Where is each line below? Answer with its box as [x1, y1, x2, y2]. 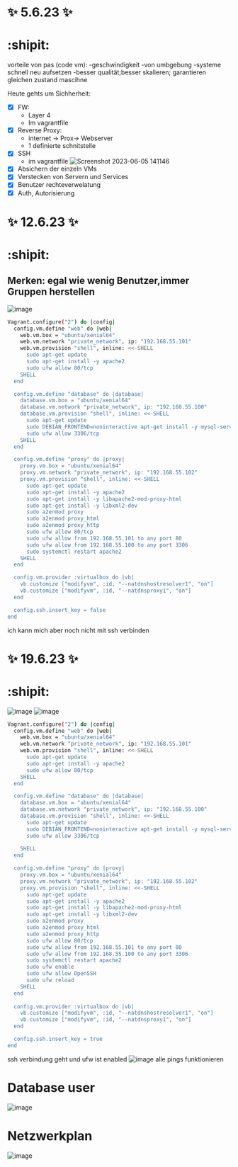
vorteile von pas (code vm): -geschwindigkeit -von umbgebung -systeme [7, 61, 222, 69]
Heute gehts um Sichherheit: [7, 89, 91, 98]
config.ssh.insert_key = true [13, 1035, 103, 1042]
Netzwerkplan [7, 1127, 93, 1144]
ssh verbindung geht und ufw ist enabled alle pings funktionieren [7, 1054, 225, 1063]
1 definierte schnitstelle [28, 142, 96, 150]
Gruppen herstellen [7, 286, 96, 298]
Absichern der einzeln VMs [17, 164, 97, 173]
